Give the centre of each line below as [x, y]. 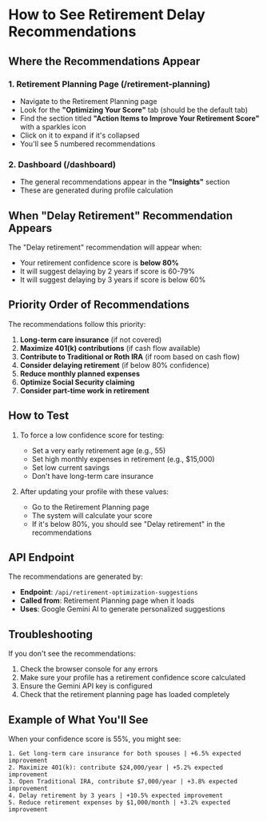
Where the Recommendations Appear [104, 61]
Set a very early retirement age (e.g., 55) [99, 450]
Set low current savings [71, 467]
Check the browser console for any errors [89, 669]
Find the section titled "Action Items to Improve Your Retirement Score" [139, 118]
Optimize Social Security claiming [77, 382]
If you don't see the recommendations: [72, 654]
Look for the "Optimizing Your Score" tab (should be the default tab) [134, 110]
